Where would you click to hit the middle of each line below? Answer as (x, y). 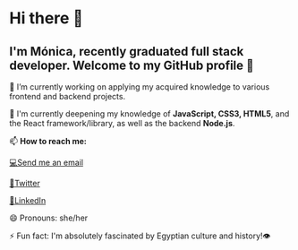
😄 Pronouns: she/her (49, 218)
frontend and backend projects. (68, 96)
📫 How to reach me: (48, 141)
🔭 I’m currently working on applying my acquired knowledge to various (140, 87)
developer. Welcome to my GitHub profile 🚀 (132, 65)
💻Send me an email (46, 162)
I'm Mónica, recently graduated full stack (127, 52)
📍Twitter (25, 183)
